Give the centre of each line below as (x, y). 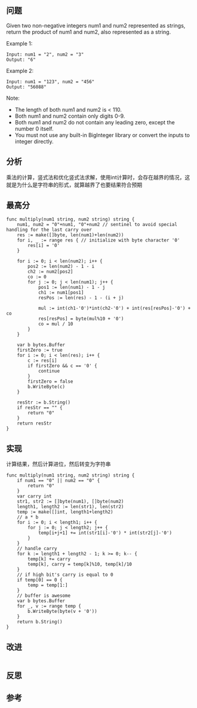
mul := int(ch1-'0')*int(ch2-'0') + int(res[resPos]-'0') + (114, 309)
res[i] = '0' (44, 246)
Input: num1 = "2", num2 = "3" (45, 54)
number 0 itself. (34, 129)
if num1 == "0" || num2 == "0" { (59, 481)
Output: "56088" (26, 87)
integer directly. (34, 141)
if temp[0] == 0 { (40, 580)
